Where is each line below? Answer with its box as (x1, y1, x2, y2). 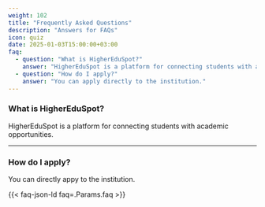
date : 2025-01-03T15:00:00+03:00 (8, 41, 118, 49)
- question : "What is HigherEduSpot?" (15, 56, 144, 64)
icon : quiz (8, 33, 44, 42)
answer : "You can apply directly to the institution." (22, 77, 207, 85)
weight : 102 (8, 11, 47, 20)
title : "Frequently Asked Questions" (8, 19, 132, 27)
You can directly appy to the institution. (8, 175, 136, 184)
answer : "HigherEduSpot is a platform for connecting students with (22, 63, 252, 71)
